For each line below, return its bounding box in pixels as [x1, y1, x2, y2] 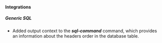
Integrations [5, 4, 31, 10]
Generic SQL [5, 15, 32, 21]
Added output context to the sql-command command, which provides [12, 28, 157, 34]
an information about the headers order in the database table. [12, 33, 139, 39]
